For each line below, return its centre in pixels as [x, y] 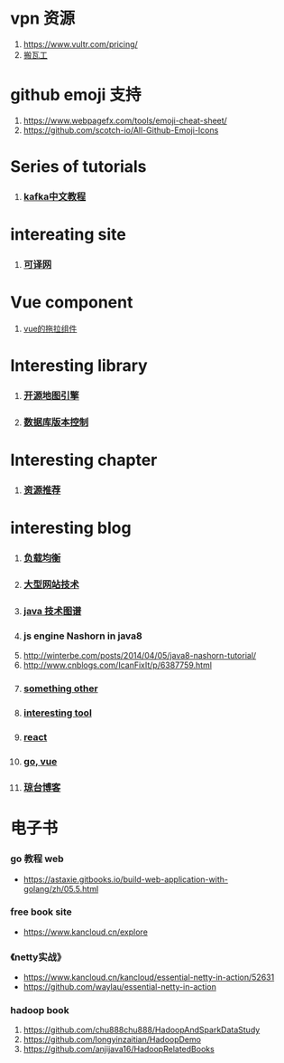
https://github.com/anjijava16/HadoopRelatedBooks [119, 1049]
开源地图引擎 [51, 396]
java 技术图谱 [52, 612]
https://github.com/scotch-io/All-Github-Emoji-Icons [121, 130]
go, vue [40, 762]
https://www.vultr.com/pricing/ [80, 44]
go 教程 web [37, 859]
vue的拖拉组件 [50, 329]
